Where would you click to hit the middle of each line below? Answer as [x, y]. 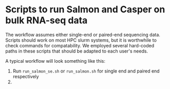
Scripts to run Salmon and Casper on [85, 10]
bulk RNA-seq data [46, 20]
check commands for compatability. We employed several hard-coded [80, 45]
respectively [26, 76]
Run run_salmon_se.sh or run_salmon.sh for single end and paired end [86, 71]
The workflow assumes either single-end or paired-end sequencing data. [83, 34]
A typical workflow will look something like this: [55, 61]
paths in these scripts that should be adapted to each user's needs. [77, 51]
